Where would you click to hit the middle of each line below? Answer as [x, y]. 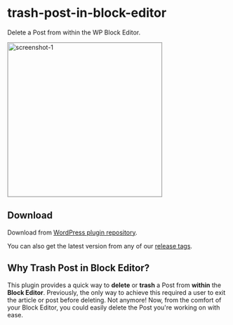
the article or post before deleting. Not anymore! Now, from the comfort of [114, 300]
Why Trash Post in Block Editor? [79, 268]
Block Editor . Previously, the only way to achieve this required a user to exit [116, 292]
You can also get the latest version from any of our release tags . [100, 246]
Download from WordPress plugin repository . [73, 232]
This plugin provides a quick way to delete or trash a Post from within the [114, 285]
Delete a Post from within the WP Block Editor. [74, 32]
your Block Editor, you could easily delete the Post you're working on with [114, 307]
